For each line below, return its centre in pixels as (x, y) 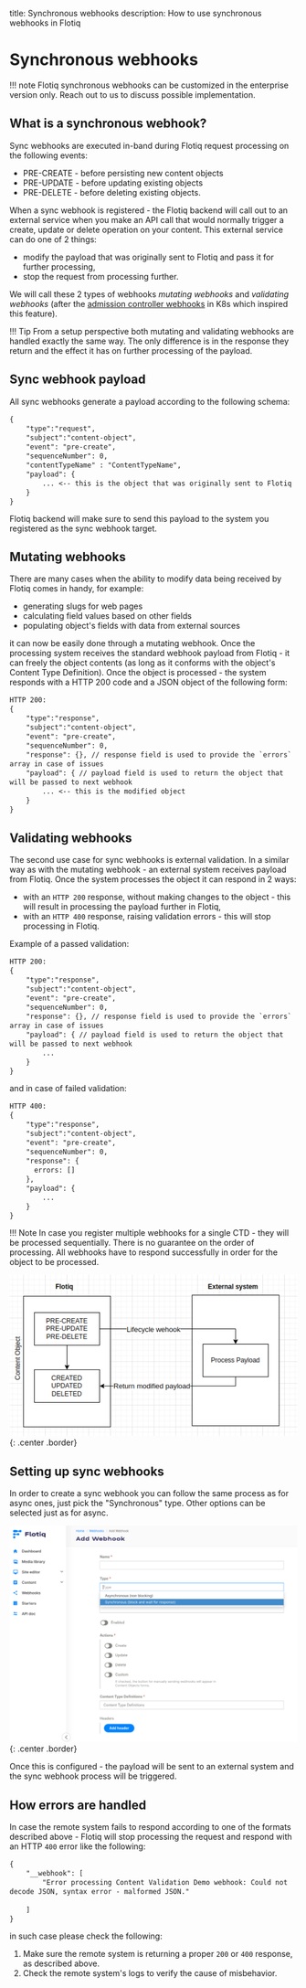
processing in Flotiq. (61, 926)
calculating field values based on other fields (107, 616)
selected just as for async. (59, 1513)
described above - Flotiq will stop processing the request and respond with (151, 1837)
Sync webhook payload (78, 380)
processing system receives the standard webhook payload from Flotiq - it (150, 654)
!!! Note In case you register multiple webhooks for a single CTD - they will (149, 1233)
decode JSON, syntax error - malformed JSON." (100, 1892)
